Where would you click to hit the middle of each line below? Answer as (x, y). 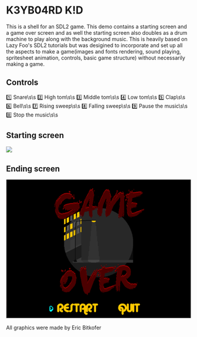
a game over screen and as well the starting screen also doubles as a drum (97, 32)
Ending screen (33, 168)
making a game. (26, 64)
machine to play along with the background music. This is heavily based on (97, 39)
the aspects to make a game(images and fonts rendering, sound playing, (94, 51)
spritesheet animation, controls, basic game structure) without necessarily (96, 58)
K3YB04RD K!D (45, 10)
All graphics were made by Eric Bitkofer (54, 328)
